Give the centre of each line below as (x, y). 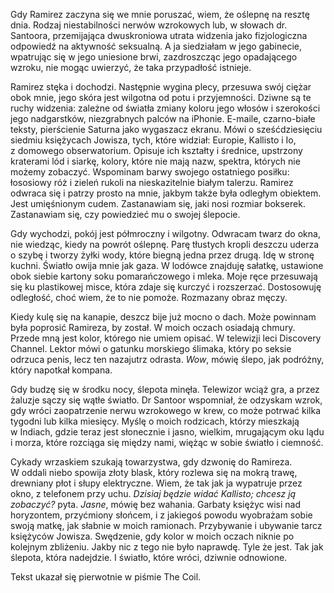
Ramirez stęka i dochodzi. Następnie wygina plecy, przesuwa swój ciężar (161, 87)
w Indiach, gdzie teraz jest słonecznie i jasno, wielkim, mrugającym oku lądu (167, 432)
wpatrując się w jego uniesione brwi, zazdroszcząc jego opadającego (154, 57)
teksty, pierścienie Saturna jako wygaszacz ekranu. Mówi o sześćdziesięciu (166, 129)
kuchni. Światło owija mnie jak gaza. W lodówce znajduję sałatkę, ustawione (167, 265)
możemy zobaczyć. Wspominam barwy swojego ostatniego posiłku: (150, 172)
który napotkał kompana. (61, 370)
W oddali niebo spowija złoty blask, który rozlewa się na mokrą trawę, (154, 472)
